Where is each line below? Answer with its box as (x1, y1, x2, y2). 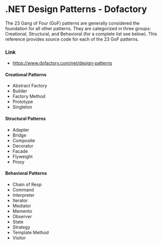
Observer (12, 213, 32, 219)
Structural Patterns (5, 115, 46, 121)
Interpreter (12, 192, 35, 198)
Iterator (12, 197, 28, 203)
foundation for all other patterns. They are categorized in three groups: (5, 25, 151, 31)
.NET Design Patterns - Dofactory (5, 4, 147, 15)
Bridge (12, 132, 26, 138)
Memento (12, 208, 32, 214)
